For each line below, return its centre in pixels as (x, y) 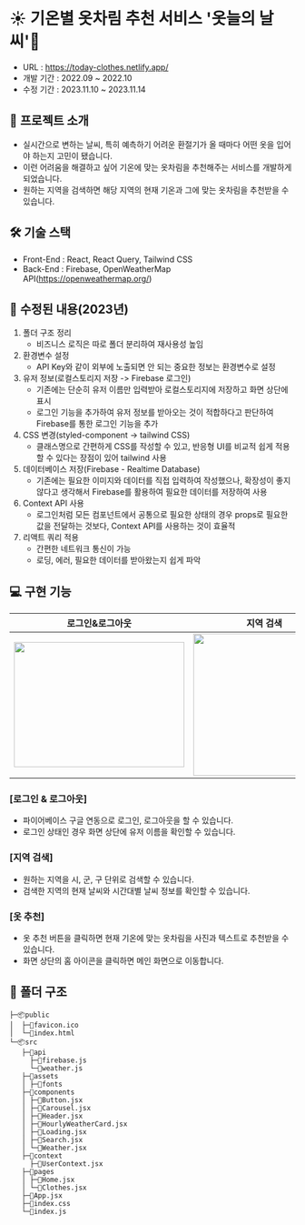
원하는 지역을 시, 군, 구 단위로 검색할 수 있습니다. (108, 879)
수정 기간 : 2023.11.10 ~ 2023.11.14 (84, 89)
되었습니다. (42, 178)
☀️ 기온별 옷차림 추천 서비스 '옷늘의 (133, 19)
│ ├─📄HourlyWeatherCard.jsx (74, 1124)
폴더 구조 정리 (47, 333)
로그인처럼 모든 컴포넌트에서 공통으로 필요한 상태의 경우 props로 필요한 (162, 515)
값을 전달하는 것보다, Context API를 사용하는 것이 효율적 (136, 526)
